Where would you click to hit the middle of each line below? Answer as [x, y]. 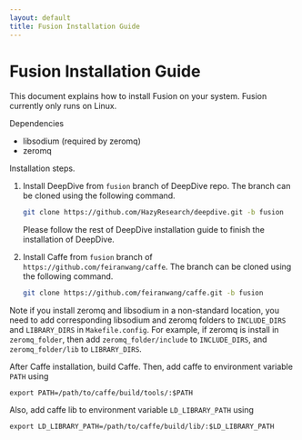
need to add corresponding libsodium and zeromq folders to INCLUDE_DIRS [148, 320]
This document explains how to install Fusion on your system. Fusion [138, 96]
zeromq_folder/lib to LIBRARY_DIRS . [76, 349]
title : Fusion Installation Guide [75, 26]
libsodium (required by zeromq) [81, 141]
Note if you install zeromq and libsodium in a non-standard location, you [145, 311]
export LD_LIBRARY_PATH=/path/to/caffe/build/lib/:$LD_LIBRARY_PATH [142, 427]
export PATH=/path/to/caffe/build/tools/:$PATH [101, 393]
